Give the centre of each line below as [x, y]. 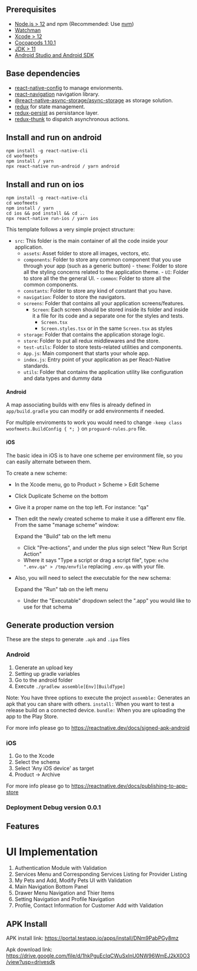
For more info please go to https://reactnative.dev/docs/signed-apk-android [98, 728]
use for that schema [48, 607]
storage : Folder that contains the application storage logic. [94, 335]
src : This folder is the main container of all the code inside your [91, 241]
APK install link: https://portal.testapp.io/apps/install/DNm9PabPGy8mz [93, 938]
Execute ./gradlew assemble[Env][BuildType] [70, 686]
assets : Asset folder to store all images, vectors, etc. [87, 253]
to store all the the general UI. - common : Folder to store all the [97, 278]
